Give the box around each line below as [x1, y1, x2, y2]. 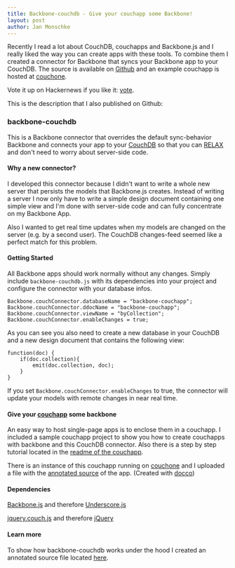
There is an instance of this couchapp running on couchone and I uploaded [7, 461, 225, 470]
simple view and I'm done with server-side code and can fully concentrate [7, 201, 222, 210]
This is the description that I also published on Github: [7, 100, 163, 108]
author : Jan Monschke [7, 23, 71, 30]
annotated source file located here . [7, 553, 109, 562]
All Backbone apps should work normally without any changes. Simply [7, 269, 210, 278]
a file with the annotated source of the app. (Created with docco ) [7, 469, 195, 478]
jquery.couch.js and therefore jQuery [7, 514, 114, 522]
